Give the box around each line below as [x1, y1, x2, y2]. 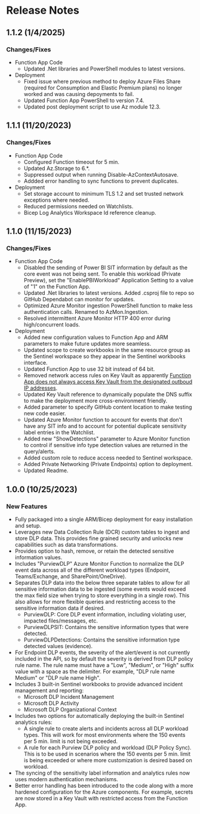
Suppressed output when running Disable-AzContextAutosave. [23, 171, 179, 178]
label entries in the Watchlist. [23, 429, 96, 436]
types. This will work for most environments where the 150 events [23, 731, 186, 738]
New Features [6, 502, 48, 510]
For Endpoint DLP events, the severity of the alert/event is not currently [14, 649, 190, 656]
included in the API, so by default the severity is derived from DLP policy [14, 655, 193, 662]
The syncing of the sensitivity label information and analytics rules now [14, 769, 190, 776]
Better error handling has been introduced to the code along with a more [14, 782, 193, 789]
